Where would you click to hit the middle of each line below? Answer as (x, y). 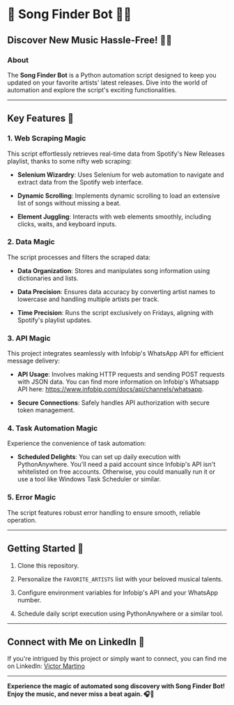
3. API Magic (29, 338)
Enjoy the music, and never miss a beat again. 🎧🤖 (81, 694)
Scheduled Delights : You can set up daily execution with (99, 457)
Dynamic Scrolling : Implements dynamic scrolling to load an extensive (119, 196)
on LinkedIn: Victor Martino (46, 666)
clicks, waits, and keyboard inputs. (67, 224)
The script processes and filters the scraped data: (79, 257)
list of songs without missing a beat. (69, 203)
